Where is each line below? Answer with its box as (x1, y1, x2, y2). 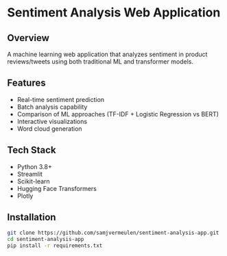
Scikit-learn (16, 177, 50, 185)
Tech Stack (7, 144, 56, 156)
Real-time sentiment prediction (16, 95, 105, 103)
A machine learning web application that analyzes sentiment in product (7, 50, 208, 58)
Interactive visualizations (16, 117, 88, 125)
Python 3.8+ (16, 162, 53, 170)
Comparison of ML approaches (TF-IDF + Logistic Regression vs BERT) (16, 110, 219, 118)
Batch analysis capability (16, 103, 88, 111)
